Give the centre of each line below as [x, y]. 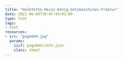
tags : [10, 23]
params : [17, 41]
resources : [16, 32]
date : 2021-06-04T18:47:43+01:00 [39, 14]
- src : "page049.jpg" [27, 37]
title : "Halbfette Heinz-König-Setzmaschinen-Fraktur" [62, 9]
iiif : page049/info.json [39, 45]
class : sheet [27, 50]
